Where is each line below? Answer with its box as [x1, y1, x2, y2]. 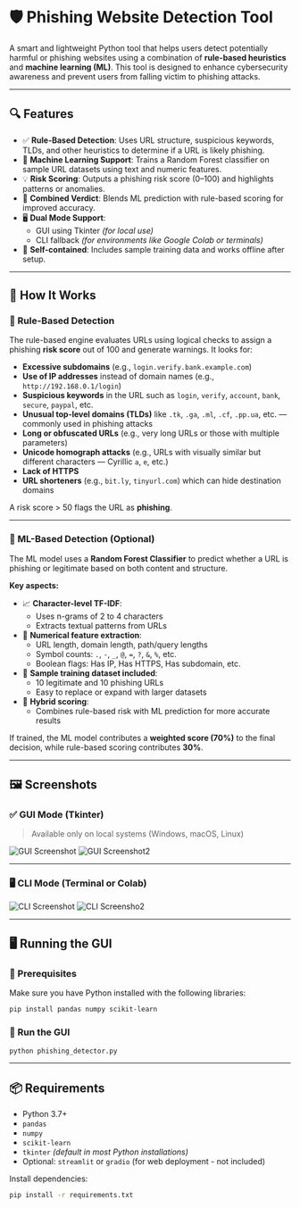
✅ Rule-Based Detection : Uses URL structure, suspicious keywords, [21, 135, 275, 146]
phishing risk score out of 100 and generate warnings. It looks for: [9, 345, 253, 355]
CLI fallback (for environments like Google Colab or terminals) [35, 234, 263, 246]
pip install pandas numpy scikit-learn [9, 1005, 158, 1014]
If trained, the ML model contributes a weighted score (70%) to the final [9, 732, 276, 743]
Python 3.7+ [21, 1109, 68, 1120]
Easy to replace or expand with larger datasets [35, 687, 207, 697]
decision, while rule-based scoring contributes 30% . [9, 742, 204, 753]
